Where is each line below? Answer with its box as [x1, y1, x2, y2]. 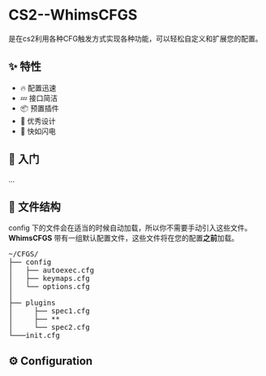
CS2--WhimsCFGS [8, 6, 138, 24]
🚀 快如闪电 [19, 126, 56, 136]
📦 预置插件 [19, 103, 59, 113]
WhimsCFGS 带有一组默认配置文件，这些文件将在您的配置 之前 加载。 [8, 234, 239, 243]
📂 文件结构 [8, 199, 61, 213]
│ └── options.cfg [8, 282, 91, 291]
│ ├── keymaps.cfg [8, 274, 91, 283]
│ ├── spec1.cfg [8, 307, 91, 316]
